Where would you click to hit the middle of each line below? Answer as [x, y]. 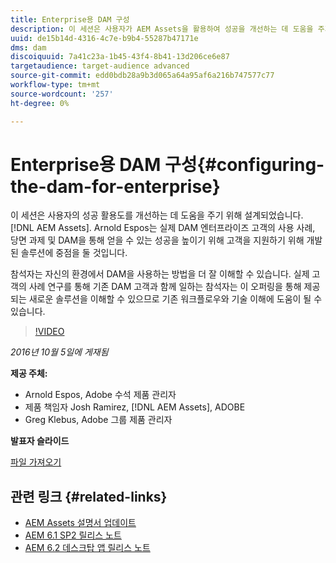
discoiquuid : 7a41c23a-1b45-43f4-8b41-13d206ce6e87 [120, 57]
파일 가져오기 [36, 462]
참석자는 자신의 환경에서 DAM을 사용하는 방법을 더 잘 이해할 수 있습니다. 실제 [160, 274]
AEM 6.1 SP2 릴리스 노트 [73, 535]
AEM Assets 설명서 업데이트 [80, 523]
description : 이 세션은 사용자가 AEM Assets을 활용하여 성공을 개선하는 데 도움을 [162, 29]
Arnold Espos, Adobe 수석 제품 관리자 [100, 395]
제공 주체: [29, 373]
